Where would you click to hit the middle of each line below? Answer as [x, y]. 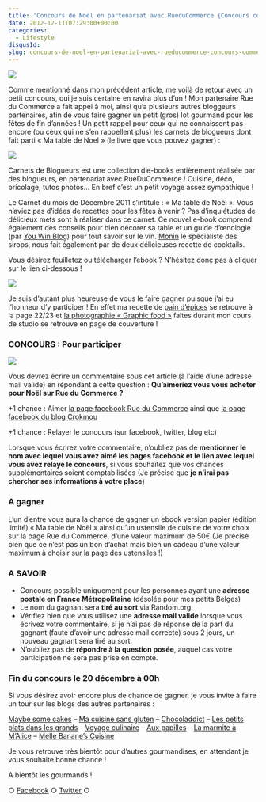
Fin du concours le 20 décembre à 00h [84, 678]
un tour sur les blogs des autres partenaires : [81, 704]
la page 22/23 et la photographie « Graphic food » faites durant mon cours [130, 315]
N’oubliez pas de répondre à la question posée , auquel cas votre [126, 649]
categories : [28, 30]
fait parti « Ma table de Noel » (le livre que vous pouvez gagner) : [114, 140]
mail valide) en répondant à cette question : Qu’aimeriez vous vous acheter [132, 385]
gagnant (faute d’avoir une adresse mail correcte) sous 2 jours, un [127, 632]
